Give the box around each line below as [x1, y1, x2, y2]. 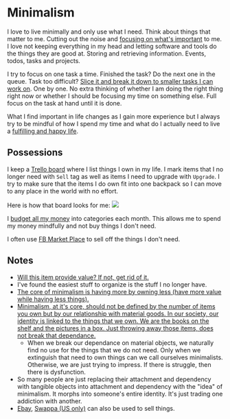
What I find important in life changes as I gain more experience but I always [7, 112, 220, 121]
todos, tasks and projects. [7, 56, 81, 64]
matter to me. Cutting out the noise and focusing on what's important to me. [7, 34, 222, 43]
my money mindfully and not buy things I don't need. [7, 222, 157, 230]
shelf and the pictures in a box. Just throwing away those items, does [16, 324, 214, 332]
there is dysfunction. [27, 368, 86, 376]
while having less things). [16, 295, 89, 303]
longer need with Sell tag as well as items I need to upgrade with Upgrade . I [7, 172, 220, 180]
